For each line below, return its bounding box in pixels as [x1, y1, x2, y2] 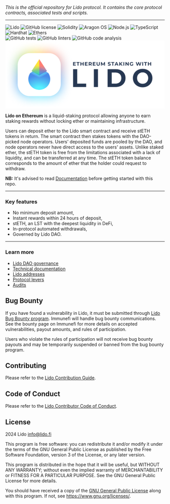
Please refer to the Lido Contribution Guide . [5, 375, 96, 381]
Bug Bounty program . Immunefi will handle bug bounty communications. [5, 315, 156, 321]
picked [5, 139, 20, 145]
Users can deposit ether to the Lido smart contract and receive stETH [5, 128, 150, 134]
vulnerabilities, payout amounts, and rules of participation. [5, 326, 126, 332]
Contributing [5, 361, 47, 370]
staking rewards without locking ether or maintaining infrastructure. [5, 118, 146, 124]
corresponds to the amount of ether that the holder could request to [5, 160, 147, 166]
